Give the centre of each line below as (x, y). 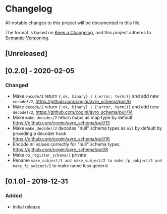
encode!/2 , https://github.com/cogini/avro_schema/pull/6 (72, 102)
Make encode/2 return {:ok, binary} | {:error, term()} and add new (86, 96)
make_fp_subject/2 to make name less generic (60, 166)
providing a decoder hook (39, 133)
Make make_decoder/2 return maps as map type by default (72, 118)
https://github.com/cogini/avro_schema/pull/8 (60, 150)
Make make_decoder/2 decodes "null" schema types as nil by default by (87, 128)
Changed (17, 85)
